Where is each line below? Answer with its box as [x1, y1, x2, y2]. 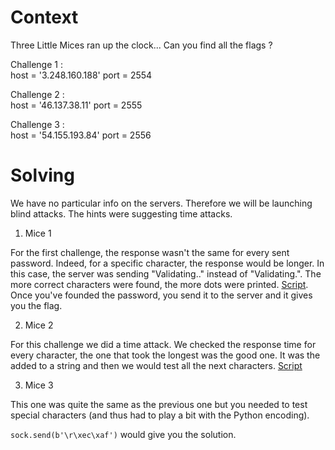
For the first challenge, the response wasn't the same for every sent [10, 246, 290, 258]
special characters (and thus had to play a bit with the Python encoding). [10, 409, 310, 421]
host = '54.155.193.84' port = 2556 [10, 129, 152, 141]
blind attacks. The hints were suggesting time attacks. [10, 207, 233, 220]
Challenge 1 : [10, 58, 63, 70]
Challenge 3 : [10, 118, 65, 130]
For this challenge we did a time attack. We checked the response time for [10, 338, 317, 350]
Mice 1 [24, 227, 52, 239]
